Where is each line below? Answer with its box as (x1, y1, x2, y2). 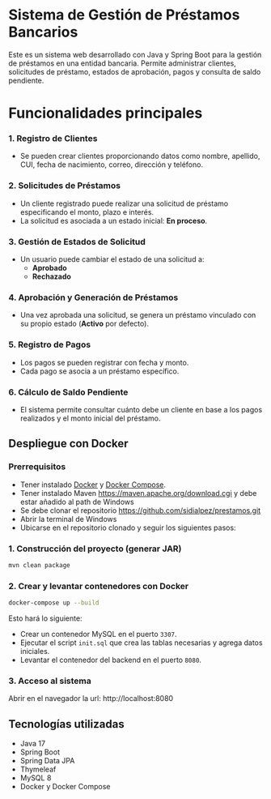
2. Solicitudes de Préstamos (8, 180, 121, 191)
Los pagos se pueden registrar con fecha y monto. (19, 357, 189, 367)
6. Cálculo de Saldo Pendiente (8, 387, 129, 398)
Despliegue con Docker (8, 437, 129, 451)
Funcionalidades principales (8, 104, 203, 122)
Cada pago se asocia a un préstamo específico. (19, 366, 180, 376)
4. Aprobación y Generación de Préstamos (8, 292, 179, 303)
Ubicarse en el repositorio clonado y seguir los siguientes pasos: (19, 523, 236, 532)
